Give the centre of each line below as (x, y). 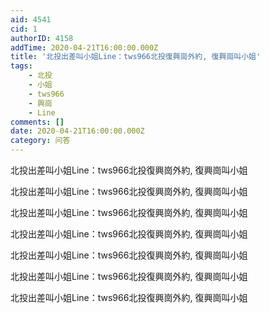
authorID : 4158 (42, 38)
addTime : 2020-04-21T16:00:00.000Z (84, 47)
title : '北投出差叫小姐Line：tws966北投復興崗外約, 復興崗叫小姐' (136, 57)
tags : (21, 66)
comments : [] (37, 122)
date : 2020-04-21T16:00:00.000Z (77, 131)
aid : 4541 (31, 19)
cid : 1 (24, 29)
